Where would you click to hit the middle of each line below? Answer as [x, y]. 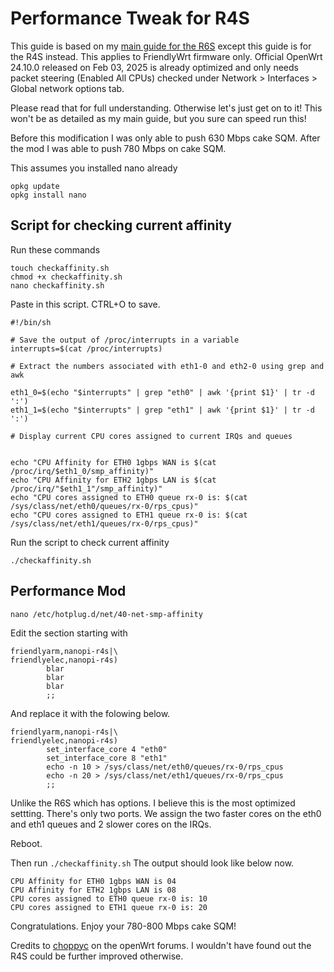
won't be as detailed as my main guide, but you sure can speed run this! [158, 118]
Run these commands [55, 249]
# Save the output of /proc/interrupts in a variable [125, 340]
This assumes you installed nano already [94, 168]
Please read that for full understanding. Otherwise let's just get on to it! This [166, 108]
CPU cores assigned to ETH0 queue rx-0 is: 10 [109, 898]
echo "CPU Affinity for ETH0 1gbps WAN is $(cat [113, 462]
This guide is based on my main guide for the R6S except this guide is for [161, 46]
